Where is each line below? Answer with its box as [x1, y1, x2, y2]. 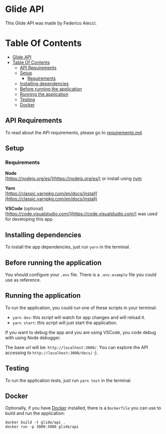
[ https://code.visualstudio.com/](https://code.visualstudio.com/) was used [5, 211, 158, 217]
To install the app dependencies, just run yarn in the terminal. [5, 244, 130, 250]
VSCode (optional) [5, 206, 44, 212]
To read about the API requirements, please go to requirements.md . [5, 129, 143, 135]
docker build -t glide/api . [5, 420, 66, 425]
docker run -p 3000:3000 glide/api [5, 425, 79, 430]
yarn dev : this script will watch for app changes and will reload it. [12, 314, 146, 320]
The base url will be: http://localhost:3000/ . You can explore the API [5, 344, 148, 350]
